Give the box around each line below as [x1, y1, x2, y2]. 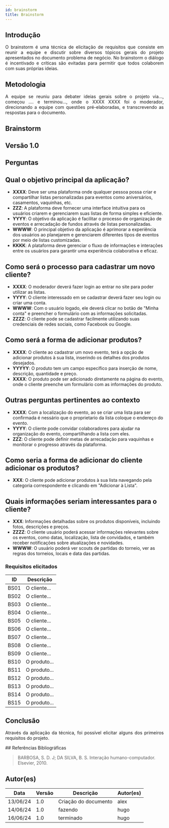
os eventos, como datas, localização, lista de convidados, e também [12, 535, 154, 541]
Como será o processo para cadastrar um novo [5, 263, 155, 271]
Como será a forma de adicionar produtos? [5, 336, 142, 344]
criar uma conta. [12, 299, 47, 305]
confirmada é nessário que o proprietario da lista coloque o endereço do [12, 414, 163, 421]
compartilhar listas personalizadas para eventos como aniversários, [12, 195, 153, 201]
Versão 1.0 [5, 141, 39, 150]
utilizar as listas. [12, 289, 46, 295]
